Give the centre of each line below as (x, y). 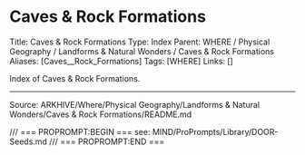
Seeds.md (29, 141)
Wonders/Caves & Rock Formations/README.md (101, 114)
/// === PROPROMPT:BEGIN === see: (80, 131)
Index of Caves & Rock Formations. (75, 78)
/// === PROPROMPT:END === (107, 141)
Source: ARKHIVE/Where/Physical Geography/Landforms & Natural (135, 104)
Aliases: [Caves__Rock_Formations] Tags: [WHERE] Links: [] (121, 61)
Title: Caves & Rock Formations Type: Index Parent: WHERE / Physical (140, 42)
